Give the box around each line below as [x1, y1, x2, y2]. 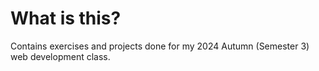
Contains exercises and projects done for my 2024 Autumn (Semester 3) [10, 40, 310, 52]
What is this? [10, 7, 122, 30]
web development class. [10, 50, 111, 62]
